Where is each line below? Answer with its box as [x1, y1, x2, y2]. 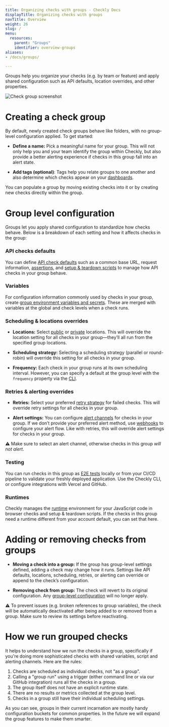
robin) [12, 355, 25, 361]
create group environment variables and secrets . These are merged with [5, 299, 156, 305]
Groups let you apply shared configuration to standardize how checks [5, 224, 150, 231]
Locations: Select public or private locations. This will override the [12, 329, 151, 335]
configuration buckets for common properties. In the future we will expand [5, 710, 160, 716]
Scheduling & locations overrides [5, 317, 88, 324]
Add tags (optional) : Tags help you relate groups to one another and [12, 169, 155, 175]
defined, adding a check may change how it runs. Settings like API [12, 566, 150, 572]
